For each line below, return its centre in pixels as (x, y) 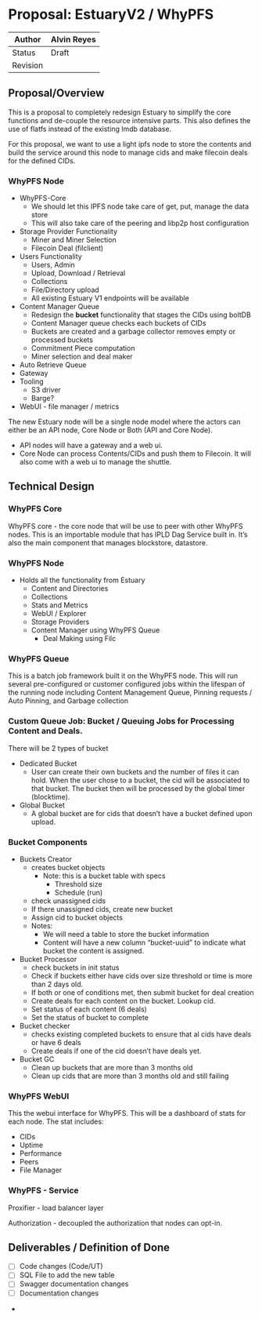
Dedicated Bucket (48, 763)
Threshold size (79, 884)
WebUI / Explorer (59, 614)
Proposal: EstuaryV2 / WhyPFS (111, 15)
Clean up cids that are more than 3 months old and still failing (130, 1076)
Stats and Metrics (59, 605)
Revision (28, 65)
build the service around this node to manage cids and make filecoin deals (128, 152)
